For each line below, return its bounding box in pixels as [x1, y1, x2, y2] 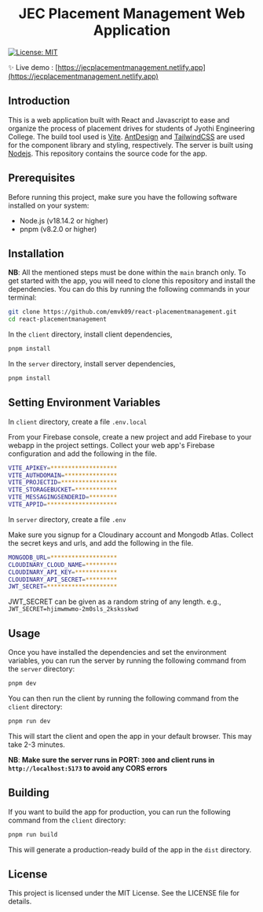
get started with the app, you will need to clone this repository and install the [8, 276, 256, 285]
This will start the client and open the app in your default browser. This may [8, 731, 253, 741]
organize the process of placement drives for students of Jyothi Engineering [8, 123, 255, 133]
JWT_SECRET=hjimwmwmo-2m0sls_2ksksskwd [8, 605, 139, 613]
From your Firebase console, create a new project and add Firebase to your [8, 432, 252, 441]
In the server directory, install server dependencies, [8, 359, 176, 368]
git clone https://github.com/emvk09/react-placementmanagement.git [8, 308, 237, 316]
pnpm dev [8, 679, 37, 688]
